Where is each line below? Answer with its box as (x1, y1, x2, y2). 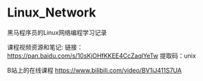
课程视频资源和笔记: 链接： (7, 43, 83, 51)
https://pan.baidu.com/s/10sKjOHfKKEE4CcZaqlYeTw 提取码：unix (7, 51, 196, 60)
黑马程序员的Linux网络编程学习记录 (7, 28, 107, 36)
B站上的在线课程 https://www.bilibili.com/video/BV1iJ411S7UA (7, 66, 182, 74)
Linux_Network (7, 5, 96, 21)
